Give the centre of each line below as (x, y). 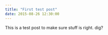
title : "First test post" (31, 9)
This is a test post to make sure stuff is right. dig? (54, 27)
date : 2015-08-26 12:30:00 (32, 14)
